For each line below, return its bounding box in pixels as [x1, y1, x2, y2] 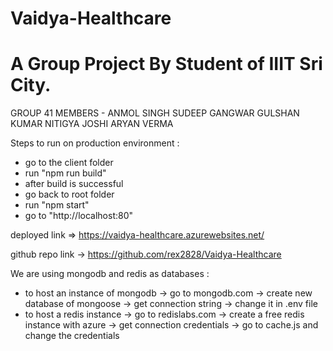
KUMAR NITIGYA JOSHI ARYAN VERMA [10, 118, 174, 130]
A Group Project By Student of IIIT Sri [10, 53, 323, 76]
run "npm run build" [24, 167, 107, 179]
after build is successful [24, 178, 124, 190]
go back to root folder [24, 188, 115, 201]
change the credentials [24, 330, 120, 342]
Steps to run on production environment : [10, 137, 180, 149]
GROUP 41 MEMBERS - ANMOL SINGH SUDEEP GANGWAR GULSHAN [10, 107, 300, 119]
